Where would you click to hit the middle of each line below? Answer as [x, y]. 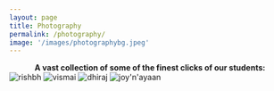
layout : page [33, 17]
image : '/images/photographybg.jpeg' [79, 42]
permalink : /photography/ [57, 34]
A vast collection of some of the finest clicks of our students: [150, 68]
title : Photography [46, 26]
